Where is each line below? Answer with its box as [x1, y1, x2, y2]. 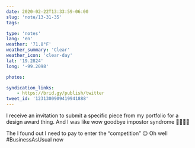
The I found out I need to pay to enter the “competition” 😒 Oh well [6, 130, 168, 137]
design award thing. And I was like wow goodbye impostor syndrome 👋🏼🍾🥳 [6, 118, 190, 125]
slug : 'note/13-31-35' [6, 14, 62, 20]
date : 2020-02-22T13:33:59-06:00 [6, 8, 89, 15]
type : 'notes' [6, 30, 41, 36]
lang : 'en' [6, 36, 33, 42]
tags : [6, 20, 20, 25]
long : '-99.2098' [6, 63, 49, 69]
